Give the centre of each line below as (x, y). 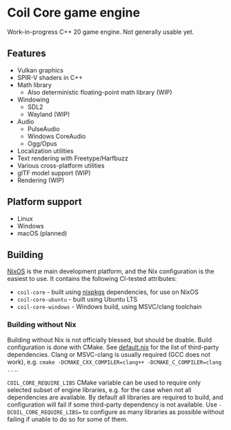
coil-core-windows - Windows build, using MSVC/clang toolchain (109, 307)
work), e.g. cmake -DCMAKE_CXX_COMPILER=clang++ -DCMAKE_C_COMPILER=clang (114, 362)
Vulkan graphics (40, 70)
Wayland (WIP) (49, 114)
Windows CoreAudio (57, 136)
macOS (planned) (42, 233)
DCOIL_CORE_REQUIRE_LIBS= (44, 412)
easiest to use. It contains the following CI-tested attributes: (92, 279)
